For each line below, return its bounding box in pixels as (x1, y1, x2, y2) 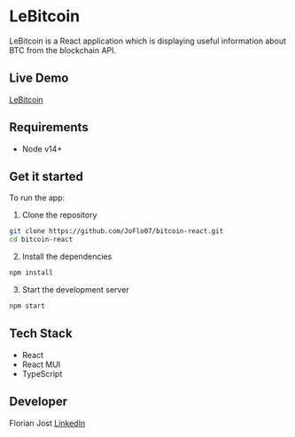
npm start (9, 301, 46, 310)
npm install (9, 269, 53, 277)
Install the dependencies (21, 251, 113, 262)
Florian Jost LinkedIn (9, 417, 86, 428)
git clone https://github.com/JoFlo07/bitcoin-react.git (9, 227, 224, 236)
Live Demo (9, 71, 69, 86)
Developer (9, 394, 68, 410)
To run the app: (9, 192, 66, 203)
